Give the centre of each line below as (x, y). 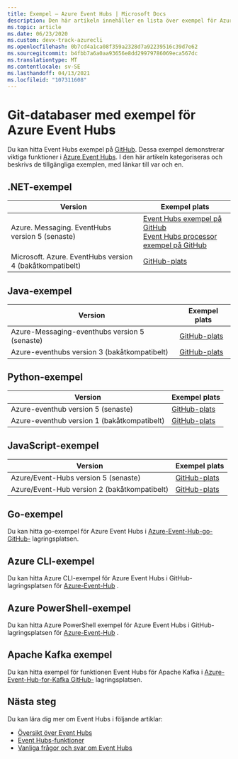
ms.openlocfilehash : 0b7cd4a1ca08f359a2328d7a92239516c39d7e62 (103, 47)
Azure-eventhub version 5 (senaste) (72, 409)
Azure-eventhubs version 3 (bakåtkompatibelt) (90, 352)
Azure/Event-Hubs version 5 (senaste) (76, 478)
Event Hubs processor (180, 237)
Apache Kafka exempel (60, 655)
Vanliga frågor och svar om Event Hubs (75, 748)
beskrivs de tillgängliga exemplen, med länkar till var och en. (96, 164)
